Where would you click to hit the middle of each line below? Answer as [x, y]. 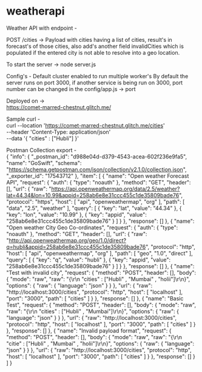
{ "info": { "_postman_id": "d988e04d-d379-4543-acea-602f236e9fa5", [96, 157]
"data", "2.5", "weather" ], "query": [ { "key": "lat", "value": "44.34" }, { [94, 208]
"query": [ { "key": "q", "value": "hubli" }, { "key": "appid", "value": [89, 260]
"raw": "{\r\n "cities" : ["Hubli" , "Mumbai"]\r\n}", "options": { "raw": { [93, 311]
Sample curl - [23, 119]
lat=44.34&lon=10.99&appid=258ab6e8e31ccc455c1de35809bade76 [93, 195]
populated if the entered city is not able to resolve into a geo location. [93, 52]
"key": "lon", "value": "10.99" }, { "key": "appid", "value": [76, 214]
